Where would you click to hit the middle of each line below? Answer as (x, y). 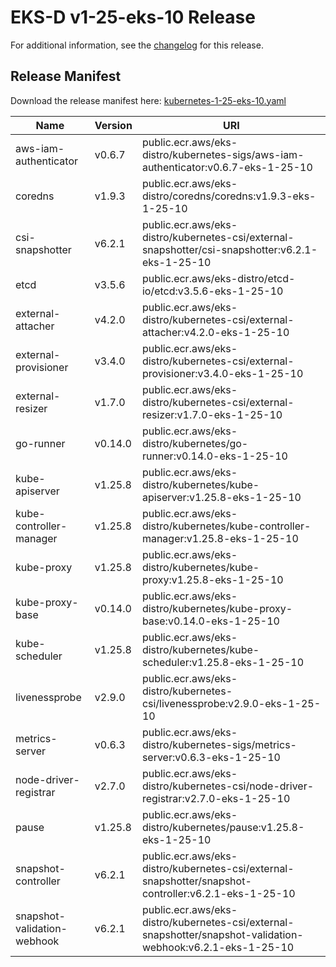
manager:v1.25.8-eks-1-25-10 (220, 538)
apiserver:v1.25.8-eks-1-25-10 (221, 497)
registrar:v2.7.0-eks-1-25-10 (216, 798)
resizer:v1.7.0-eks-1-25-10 (212, 414)
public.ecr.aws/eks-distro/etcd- (218, 278)
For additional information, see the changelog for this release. (137, 45)
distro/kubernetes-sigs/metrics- (219, 744)
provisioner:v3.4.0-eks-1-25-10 (222, 373)
